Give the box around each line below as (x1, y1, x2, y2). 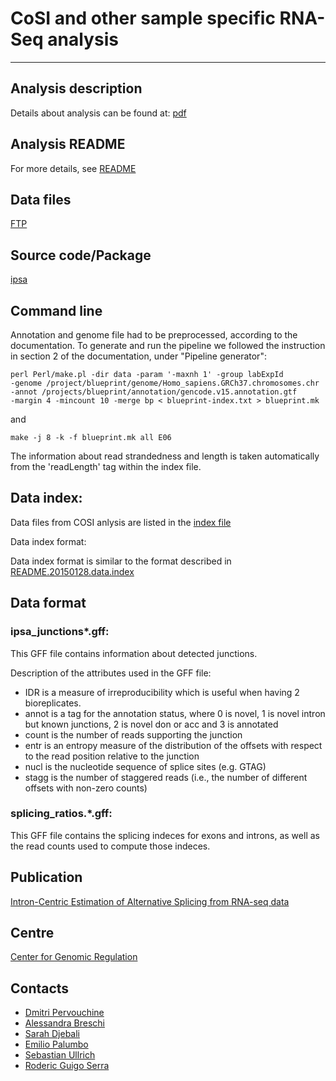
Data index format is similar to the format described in (10, 555, 232, 567)
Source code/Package (10, 247, 152, 264)
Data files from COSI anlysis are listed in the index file (10, 516, 232, 528)
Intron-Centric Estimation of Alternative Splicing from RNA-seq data (10, 895, 290, 907)
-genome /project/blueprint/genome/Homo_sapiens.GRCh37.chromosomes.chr (10, 378, 320, 388)
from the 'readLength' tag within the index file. (10, 461, 202, 472)
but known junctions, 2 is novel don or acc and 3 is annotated (24, 718, 279, 730)
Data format (10, 595, 87, 612)
